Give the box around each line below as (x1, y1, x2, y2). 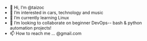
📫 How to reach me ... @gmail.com (9, 30, 82, 36)
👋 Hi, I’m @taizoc (9, 5, 45, 10)
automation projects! (9, 25, 51, 31)
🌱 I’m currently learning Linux (9, 15, 70, 20)
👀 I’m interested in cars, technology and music (9, 10, 104, 15)
